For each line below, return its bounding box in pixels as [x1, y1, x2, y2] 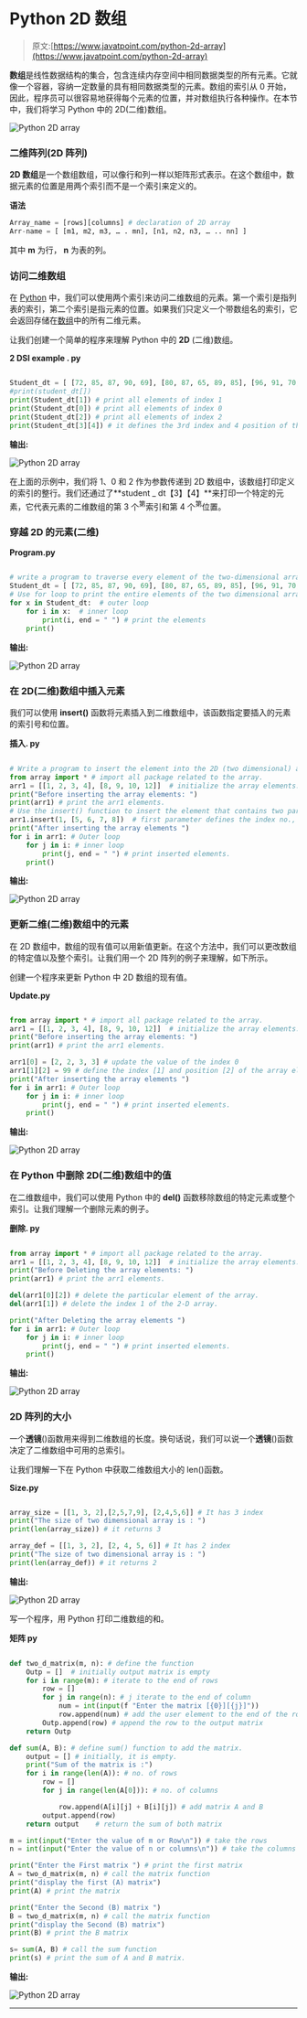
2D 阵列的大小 [9, 1411, 71, 1423]
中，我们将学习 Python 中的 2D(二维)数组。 [9, 103, 172, 114]
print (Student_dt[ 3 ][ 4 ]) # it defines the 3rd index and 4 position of [9, 421, 288, 430]
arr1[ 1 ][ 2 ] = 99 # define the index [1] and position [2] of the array [9, 1067, 288, 1076]
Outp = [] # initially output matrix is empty [26, 1667, 210, 1677]
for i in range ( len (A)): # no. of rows [26, 1769, 178, 1778]
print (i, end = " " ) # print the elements [42, 615, 206, 625]
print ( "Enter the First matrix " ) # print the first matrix [9, 1861, 244, 1871]
